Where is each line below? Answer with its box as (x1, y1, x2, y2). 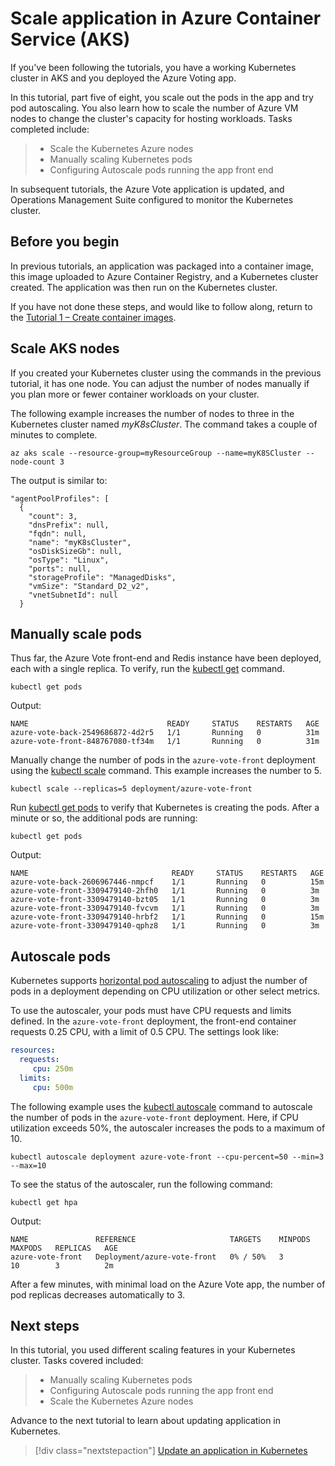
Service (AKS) (10, 28, 131, 51)
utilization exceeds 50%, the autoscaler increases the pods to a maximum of (10, 1122, 326, 1134)
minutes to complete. (10, 428, 98, 441)
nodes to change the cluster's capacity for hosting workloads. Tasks (10, 112, 293, 124)
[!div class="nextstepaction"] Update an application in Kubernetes (34, 1445, 308, 1457)
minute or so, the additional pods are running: (10, 812, 198, 824)
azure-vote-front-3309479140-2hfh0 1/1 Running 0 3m (10, 886, 320, 896)
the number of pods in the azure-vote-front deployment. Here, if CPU (10, 1111, 299, 1123)
